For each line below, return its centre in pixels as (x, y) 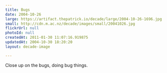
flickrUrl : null (22, 28)
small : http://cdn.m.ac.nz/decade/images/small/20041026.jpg (70, 24)
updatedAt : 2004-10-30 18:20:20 (39, 42)
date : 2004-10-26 (23, 14)
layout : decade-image (28, 47)
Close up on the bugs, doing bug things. (46, 65)
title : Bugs (17, 10)
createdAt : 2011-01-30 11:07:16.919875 (47, 38)
